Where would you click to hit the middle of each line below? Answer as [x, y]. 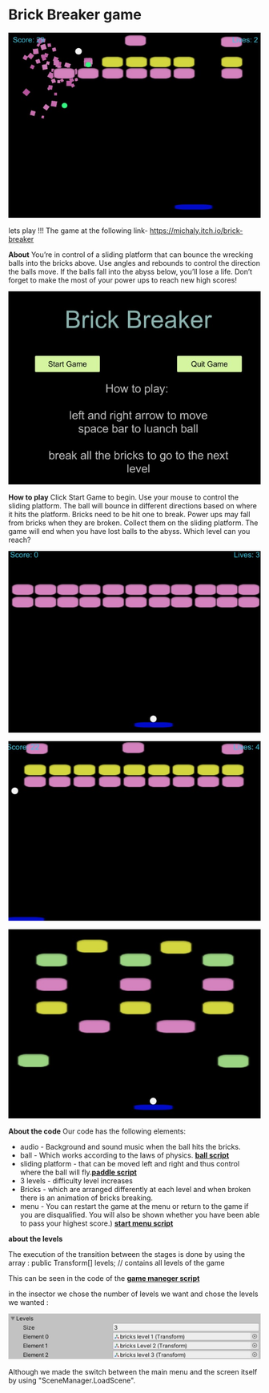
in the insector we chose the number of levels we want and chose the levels [133, 1294]
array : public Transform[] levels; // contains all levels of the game [117, 1263]
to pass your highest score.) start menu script [96, 1223]
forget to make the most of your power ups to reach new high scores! [123, 280]
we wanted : [29, 1302]
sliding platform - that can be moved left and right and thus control [130, 1163]
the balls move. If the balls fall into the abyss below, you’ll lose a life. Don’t [130, 271]
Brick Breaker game [75, 15]
